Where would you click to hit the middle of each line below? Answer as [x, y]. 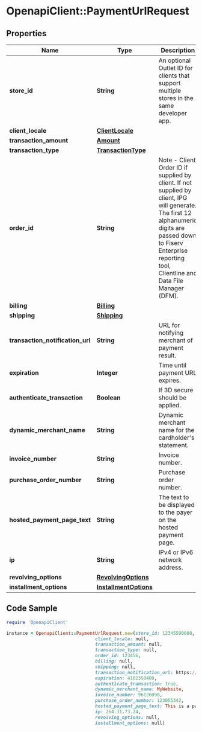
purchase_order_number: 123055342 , [140, 701]
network [170, 560]
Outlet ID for [176, 68]
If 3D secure [176, 390]
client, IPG [173, 198]
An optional [175, 60]
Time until [172, 365]
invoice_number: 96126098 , [129, 695]
